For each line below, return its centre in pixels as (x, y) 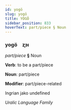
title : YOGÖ (17, 18)
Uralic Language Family (29, 103)
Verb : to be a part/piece (29, 65)
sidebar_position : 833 (28, 23)
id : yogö (14, 9)
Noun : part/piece (22, 74)
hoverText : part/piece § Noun (36, 28)
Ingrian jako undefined (27, 93)
